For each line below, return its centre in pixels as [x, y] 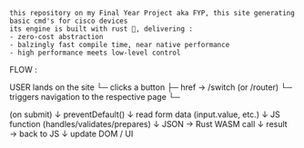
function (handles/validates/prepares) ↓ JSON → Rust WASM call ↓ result [149, 124]
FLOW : [24, 69]
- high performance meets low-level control [95, 53]
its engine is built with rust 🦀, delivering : [101, 29]
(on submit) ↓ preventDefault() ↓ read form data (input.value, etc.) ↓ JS [145, 114]
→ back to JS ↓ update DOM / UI [71, 133]
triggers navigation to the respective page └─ [95, 97]
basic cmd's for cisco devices [69, 21]
